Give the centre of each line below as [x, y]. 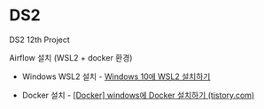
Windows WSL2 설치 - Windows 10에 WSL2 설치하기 [116, 76]
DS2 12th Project [40, 40]
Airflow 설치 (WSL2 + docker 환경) [71, 57]
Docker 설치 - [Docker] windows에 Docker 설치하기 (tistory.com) [138, 95]
